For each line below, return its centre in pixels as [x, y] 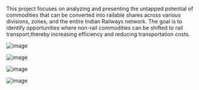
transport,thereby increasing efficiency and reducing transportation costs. [98, 34]
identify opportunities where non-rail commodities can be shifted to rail [95, 28]
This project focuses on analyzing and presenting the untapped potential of [100, 9]
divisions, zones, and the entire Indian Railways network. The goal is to [94, 21]
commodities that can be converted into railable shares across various [93, 15]
